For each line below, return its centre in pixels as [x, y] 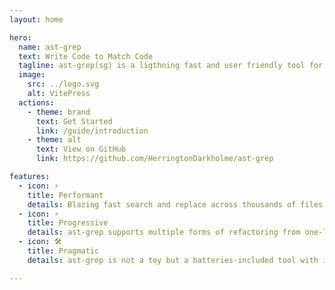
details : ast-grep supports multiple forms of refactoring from [164, 232]
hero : [20, 37]
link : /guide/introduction [92, 131]
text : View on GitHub [81, 149]
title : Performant [65, 195]
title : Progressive [68, 223]
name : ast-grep [50, 47]
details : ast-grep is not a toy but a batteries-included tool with [173, 260]
